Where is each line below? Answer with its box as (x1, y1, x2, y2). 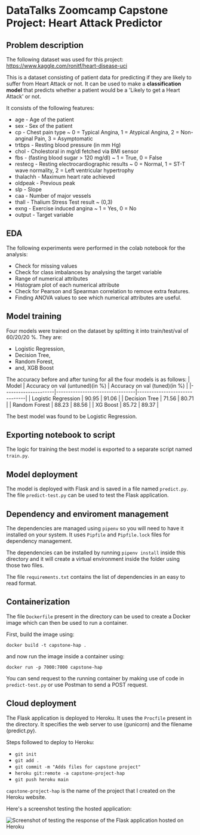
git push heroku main (14, 776, 69, 782)
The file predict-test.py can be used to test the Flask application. (6, 492, 169, 499)
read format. (6, 580, 37, 587)
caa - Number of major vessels (14, 192, 91, 199)
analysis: (6, 250, 28, 257)
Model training (6, 311, 61, 321)
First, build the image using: (6, 631, 75, 638)
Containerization (6, 597, 70, 607)
